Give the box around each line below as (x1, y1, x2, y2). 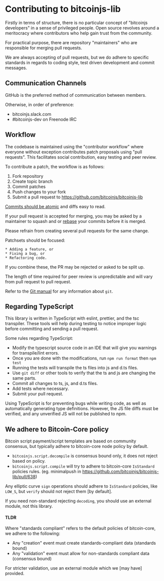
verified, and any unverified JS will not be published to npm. (5, 411, 127, 417)
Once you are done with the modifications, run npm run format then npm (12, 355, 156, 361)
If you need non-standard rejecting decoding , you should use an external (5, 498, 152, 504)
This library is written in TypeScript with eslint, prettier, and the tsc (5, 315, 139, 321)
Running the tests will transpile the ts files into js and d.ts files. (12, 365, 138, 371)
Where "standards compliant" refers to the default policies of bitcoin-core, (5, 526, 156, 531)
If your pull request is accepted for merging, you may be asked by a (5, 213, 142, 219)
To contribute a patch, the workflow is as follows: (5, 164, 105, 169)
